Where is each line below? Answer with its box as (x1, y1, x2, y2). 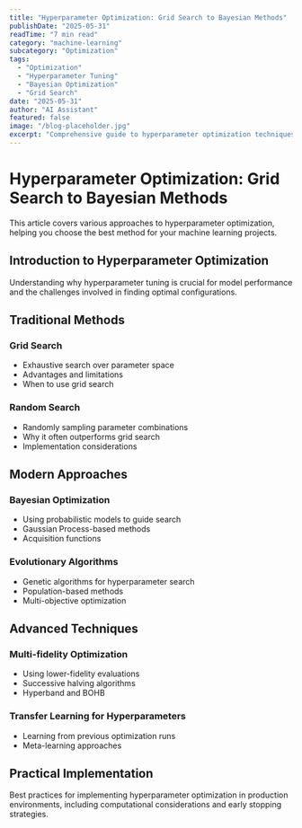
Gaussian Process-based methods (22, 524, 151, 534)
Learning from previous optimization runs (22, 730, 176, 741)
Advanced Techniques (9, 621, 139, 636)
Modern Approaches (9, 467, 129, 481)
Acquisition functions (22, 533, 102, 544)
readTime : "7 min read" (9, 30, 99, 39)
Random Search (9, 401, 81, 414)
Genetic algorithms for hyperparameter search (22, 576, 195, 586)
